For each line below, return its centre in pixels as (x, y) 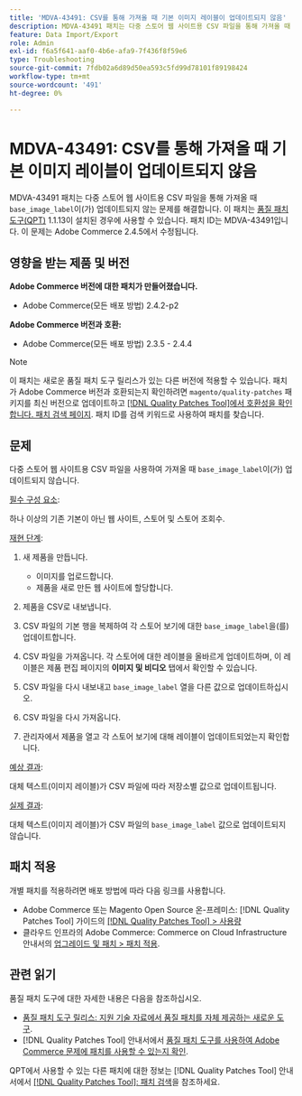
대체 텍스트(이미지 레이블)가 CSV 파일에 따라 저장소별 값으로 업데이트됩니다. (143, 786)
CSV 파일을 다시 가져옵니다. (72, 718)
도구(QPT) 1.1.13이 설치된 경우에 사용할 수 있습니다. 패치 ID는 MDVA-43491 (142, 220)
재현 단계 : (26, 538)
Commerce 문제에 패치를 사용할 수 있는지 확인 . (105, 1051)
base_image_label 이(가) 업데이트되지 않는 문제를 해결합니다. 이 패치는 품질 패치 (149, 209)
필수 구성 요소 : (35, 500)
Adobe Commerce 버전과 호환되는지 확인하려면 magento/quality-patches (151, 392)
